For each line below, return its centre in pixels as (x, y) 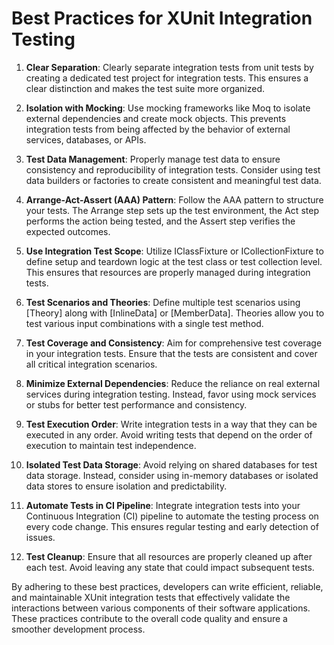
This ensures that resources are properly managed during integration (168, 272)
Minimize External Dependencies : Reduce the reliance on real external (173, 383)
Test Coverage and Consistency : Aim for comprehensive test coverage (174, 343)
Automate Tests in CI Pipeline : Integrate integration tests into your (163, 505)
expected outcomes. (68, 231)
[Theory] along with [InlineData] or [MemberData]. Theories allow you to (175, 313)
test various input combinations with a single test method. (144, 323)
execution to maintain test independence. (111, 445)
